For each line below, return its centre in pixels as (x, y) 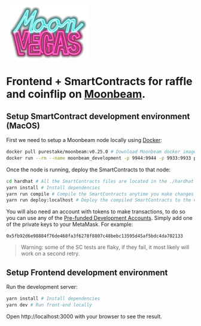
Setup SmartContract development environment (98, 116)
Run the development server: (42, 287)
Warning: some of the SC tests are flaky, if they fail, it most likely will (105, 247)
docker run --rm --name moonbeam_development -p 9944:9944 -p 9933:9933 (99, 158)
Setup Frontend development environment (87, 272)
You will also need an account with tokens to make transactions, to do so (96, 212)
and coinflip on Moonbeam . (76, 94)
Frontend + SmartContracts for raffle (99, 81)
